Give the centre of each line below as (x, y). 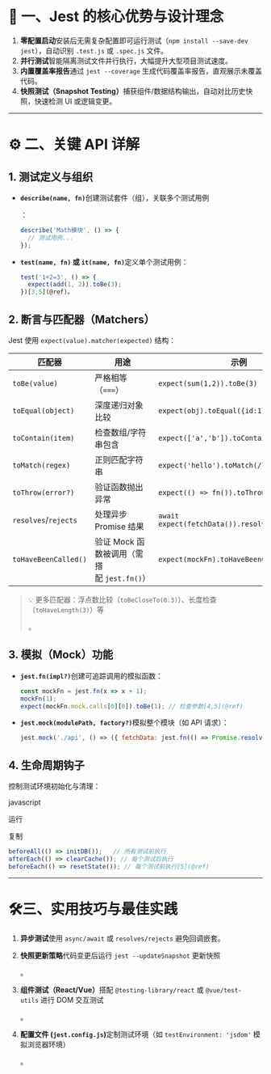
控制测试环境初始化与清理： (54, 786)
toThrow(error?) (44, 493)
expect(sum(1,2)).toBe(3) (208, 384)
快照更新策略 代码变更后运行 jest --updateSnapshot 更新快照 (120, 955)
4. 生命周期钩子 (46, 765)
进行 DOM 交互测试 (72, 1000)
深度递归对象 (119, 405)
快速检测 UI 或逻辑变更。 (75, 101)
